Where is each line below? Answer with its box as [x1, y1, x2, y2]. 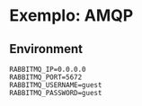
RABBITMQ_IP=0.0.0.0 [9, 65, 87, 74]
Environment [9, 41, 84, 57]
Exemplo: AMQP [9, 5, 134, 26]
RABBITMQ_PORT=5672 [9, 73, 83, 82]
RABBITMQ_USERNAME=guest [9, 81, 102, 90]
